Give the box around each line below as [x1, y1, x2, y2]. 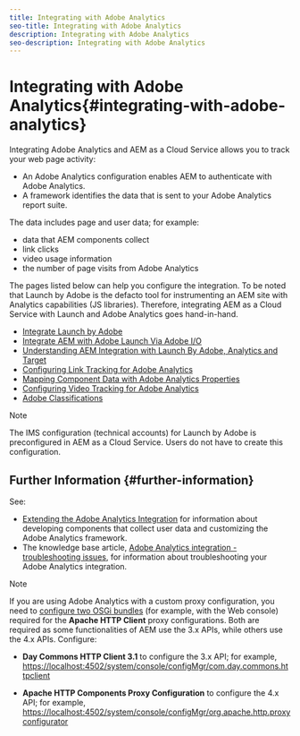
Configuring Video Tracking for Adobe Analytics [21, 383, 199, 394]
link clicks [21, 244, 60, 255]
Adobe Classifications [21, 393, 104, 404]
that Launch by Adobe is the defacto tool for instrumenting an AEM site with [9, 290, 288, 301]
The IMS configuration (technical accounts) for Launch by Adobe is [9, 427, 257, 439]
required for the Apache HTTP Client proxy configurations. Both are [9, 615, 261, 625]
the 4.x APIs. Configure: [9, 634, 97, 645]
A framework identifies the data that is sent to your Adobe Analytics [21, 190, 272, 201]
